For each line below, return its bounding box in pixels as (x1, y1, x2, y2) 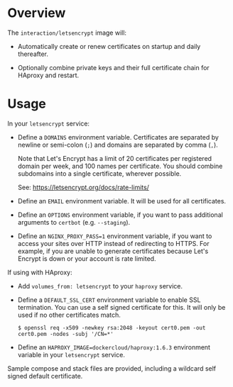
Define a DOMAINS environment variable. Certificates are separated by (17, 133, 219, 141)
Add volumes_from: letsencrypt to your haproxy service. (17, 281, 183, 290)
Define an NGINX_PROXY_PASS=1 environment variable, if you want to (17, 232, 212, 240)
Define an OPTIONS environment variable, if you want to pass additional (17, 211, 224, 219)
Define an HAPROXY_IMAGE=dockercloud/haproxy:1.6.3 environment (17, 342, 211, 352)
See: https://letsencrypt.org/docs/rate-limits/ (17, 183, 149, 191)
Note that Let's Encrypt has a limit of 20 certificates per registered (17, 154, 212, 162)
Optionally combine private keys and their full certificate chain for (17, 63, 210, 72)
